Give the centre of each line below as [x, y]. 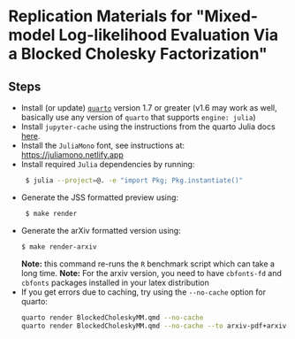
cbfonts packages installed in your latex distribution [115, 282]
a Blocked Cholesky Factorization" [138, 54]
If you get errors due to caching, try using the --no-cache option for [144, 292]
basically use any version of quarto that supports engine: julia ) [139, 117]
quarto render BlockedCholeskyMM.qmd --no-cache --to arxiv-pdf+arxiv [154, 326]
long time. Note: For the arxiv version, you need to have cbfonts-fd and [151, 273]
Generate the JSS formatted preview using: [99, 197]
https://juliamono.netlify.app [72, 155]
